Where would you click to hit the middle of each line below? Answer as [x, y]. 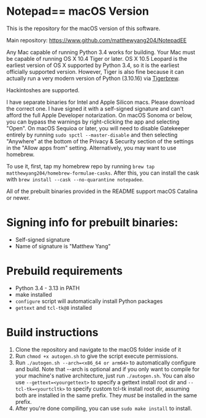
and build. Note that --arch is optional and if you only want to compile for [107, 369]
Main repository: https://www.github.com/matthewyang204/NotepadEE [97, 40]
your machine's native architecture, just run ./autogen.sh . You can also [105, 376]
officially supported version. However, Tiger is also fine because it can [95, 71]
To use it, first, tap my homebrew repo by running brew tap [81, 166]
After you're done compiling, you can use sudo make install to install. [104, 408]
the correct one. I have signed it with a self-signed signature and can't [95, 108]
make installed [33, 294]
